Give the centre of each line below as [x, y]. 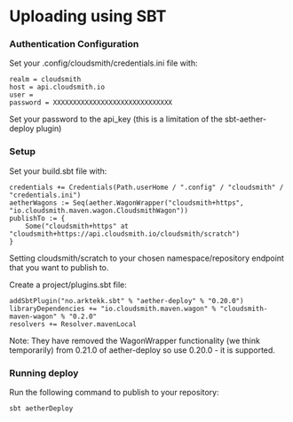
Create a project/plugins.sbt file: [68, 285]
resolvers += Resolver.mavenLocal [73, 324]
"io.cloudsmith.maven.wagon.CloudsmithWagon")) [99, 210]
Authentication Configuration [74, 44]
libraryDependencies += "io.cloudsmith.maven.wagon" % [113, 309]
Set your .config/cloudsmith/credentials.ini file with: [103, 63]
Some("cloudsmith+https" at [77, 226]
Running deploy [44, 372]
